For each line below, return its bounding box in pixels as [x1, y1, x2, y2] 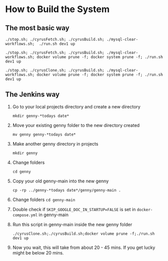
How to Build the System [5, 4, 110, 15]
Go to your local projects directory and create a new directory [12, 103, 141, 109]
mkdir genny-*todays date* [12, 113, 69, 118]
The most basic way [5, 24, 69, 32]
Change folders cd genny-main [12, 197, 75, 203]
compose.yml [12, 213, 38, 218]
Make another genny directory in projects [12, 141, 99, 147]
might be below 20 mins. [12, 249, 64, 255]
